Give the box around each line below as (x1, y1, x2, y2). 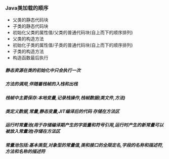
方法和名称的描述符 (5, 148, 46, 154)
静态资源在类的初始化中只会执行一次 (5, 67, 81, 73)
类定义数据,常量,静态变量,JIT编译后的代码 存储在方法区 (5, 109, 120, 115)
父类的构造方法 (12, 36, 44, 42)
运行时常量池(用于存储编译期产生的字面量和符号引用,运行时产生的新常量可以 (5, 122, 163, 128)
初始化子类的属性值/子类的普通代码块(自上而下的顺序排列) (12, 42, 133, 48)
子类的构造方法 (12, 48, 44, 55)
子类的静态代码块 (12, 23, 49, 29)
